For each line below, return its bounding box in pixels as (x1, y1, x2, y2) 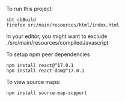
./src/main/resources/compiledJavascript (6, 39, 109, 46)
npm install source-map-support (6, 90, 87, 96)
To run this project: (6, 5, 53, 12)
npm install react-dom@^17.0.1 (6, 68, 85, 74)
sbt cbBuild (6, 17, 36, 23)
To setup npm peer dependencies (6, 51, 90, 58)
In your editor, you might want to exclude (6, 33, 108, 40)
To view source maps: (6, 78, 61, 85)
